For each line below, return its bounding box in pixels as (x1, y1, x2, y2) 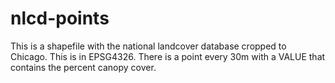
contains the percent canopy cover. (10, 61, 157, 73)
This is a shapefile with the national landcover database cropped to (10, 40, 287, 52)
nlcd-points (10, 7, 110, 30)
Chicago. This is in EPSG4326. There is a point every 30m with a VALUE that (10, 50, 326, 62)
